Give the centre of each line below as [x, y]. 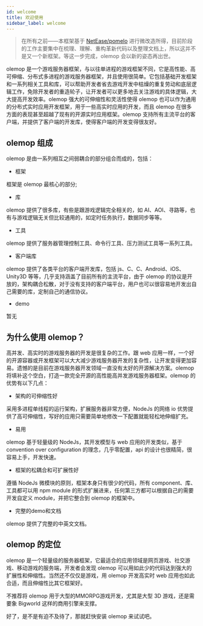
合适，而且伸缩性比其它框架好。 [46, 583]
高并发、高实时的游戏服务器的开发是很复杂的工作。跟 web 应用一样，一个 [98, 353]
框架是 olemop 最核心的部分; [42, 184]
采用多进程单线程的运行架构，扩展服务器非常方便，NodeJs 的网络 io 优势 [97, 409]
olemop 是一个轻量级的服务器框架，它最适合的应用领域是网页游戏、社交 [96, 560]
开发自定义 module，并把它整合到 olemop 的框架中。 [72, 498]
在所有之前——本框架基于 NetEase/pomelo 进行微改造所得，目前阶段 [107, 41]
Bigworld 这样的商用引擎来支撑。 [59, 603]
